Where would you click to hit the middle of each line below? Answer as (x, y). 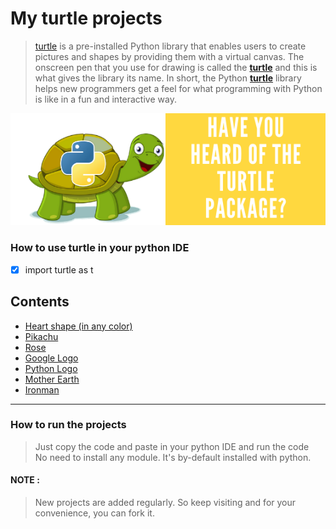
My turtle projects (86, 18)
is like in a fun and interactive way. (105, 99)
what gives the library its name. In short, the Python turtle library (168, 78)
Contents (40, 302)
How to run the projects (68, 425)
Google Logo (51, 358)
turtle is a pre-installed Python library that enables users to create (170, 46)
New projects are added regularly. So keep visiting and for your (165, 503)
